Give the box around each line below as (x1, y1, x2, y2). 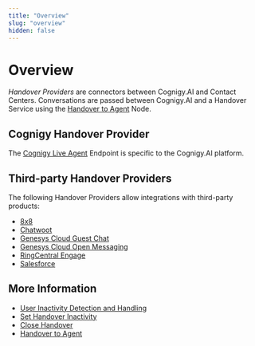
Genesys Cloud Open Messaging (19, 242, 129, 251)
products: (8, 201, 40, 210)
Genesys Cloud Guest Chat (19, 233, 109, 243)
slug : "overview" (8, 19, 66, 27)
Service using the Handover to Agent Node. (8, 104, 151, 114)
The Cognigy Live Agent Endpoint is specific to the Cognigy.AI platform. (8, 148, 245, 158)
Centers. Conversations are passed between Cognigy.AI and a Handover (8, 96, 247, 105)
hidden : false (8, 26, 56, 34)
